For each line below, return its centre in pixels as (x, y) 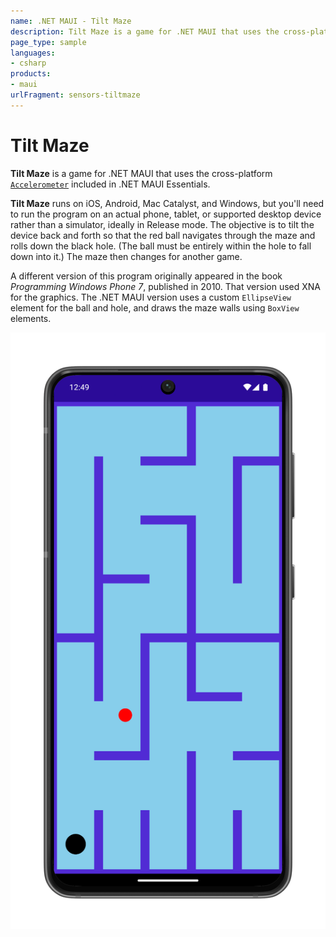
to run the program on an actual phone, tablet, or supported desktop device (166, 214)
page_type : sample (48, 42)
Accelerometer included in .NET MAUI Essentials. (110, 184)
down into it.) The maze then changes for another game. (126, 256)
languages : (33, 53)
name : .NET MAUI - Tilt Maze (71, 21)
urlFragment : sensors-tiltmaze (75, 95)
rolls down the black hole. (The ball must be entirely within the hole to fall (161, 246)
